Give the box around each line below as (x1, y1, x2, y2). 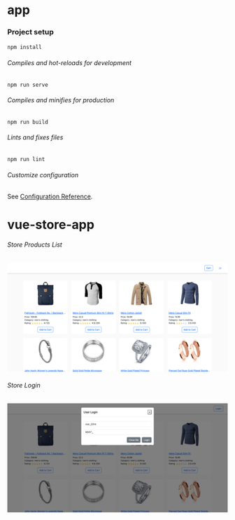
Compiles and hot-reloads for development (7, 59, 131, 67)
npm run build (7, 118, 49, 125)
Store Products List (7, 240, 63, 249)
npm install (7, 44, 42, 51)
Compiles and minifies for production (7, 96, 115, 104)
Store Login (7, 381, 41, 390)
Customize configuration (7, 170, 79, 179)
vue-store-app (7, 217, 94, 233)
